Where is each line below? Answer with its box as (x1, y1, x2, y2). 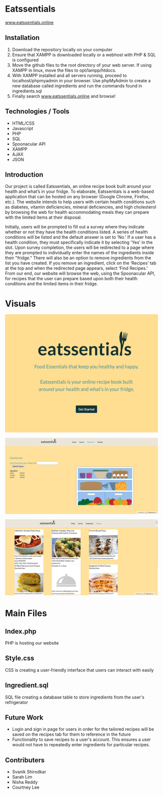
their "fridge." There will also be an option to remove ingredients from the (5, 255, 151, 261)
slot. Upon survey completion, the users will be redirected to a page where (5, 245, 154, 250)
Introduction (5, 170, 44, 179)
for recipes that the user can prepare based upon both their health (5, 276, 138, 282)
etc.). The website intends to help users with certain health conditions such (5, 199, 156, 205)
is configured (12, 57, 39, 63)
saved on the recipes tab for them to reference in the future (12, 732, 131, 738)
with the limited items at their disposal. (5, 214, 82, 220)
